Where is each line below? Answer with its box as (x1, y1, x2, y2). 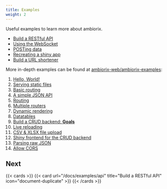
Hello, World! (13, 76, 40, 82)
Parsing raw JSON (13, 139, 52, 145)
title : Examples (6, 7, 40, 12)
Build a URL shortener (13, 56, 59, 62)
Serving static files (13, 81, 52, 87)
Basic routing (13, 86, 41, 92)
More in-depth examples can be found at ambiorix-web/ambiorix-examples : (6, 66, 162, 72)
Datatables (13, 113, 36, 119)
